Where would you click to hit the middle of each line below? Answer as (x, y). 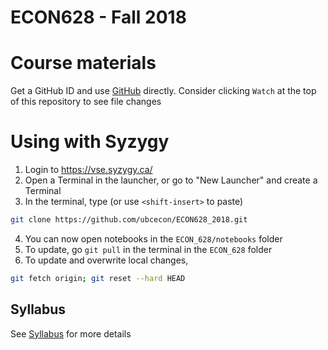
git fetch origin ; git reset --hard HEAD (98, 278)
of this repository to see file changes (86, 102)
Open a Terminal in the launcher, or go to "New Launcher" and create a (171, 180)
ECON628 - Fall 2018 (98, 17)
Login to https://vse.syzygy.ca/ (88, 170)
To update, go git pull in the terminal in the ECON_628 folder (148, 249)
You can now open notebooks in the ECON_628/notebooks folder (153, 238)
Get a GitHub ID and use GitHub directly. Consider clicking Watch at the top (163, 91)
